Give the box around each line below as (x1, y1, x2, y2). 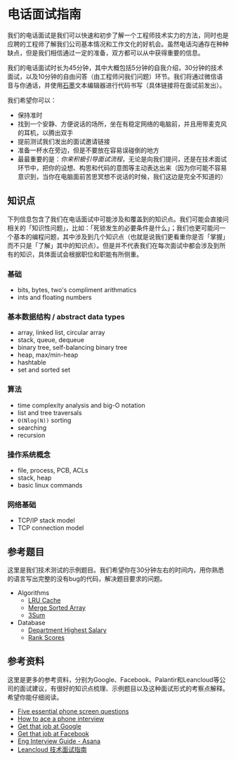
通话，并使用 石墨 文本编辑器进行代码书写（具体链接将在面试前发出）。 (25, 81, 226, 89)
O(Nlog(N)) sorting (17, 416, 72, 424)
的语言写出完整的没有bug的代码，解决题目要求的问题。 (7, 575, 166, 583)
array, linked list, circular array (17, 328, 105, 337)
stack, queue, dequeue (17, 336, 84, 344)
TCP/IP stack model (17, 516, 75, 525)
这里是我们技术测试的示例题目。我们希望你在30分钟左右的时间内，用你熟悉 (7, 566, 225, 575)
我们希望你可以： (7, 96, 57, 104)
